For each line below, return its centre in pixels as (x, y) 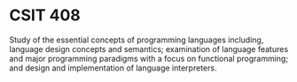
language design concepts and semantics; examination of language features (149, 48)
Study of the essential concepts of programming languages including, (137, 40)
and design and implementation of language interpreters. (113, 68)
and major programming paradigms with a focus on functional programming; (149, 58)
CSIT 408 (45, 15)
